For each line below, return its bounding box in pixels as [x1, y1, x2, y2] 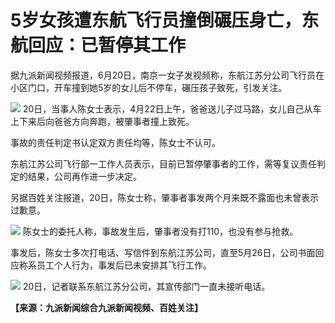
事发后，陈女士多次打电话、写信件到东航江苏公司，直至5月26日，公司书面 [10, 246, 316, 258]
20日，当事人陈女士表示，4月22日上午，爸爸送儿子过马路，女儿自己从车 [22, 102, 322, 115]
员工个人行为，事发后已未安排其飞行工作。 [36, 259, 212, 271]
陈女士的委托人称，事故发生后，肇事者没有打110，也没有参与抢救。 [22, 225, 299, 237]
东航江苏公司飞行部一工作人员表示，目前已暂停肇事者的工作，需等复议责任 [10, 157, 317, 170]
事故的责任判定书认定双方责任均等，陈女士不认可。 [10, 136, 221, 148]
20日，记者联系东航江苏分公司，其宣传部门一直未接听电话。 [22, 280, 271, 292]
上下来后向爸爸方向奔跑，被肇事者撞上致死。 [10, 115, 195, 127]
